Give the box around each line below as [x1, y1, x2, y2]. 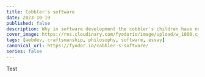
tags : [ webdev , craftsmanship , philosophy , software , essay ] [6, 37, 165, 43]
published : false [6, 20, 51, 26]
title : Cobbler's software [6, 8, 75, 15]
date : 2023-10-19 [6, 15, 51, 21]
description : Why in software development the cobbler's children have [6, 25, 192, 32]
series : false [6, 49, 43, 55]
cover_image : [6, 32, 40, 38]
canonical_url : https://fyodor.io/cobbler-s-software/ [6, 43, 149, 49]
